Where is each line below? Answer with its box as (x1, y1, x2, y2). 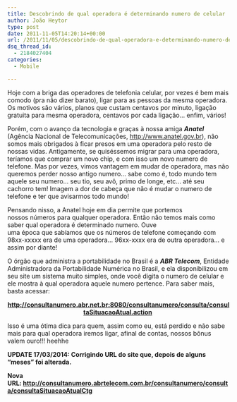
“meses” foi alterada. (7, 358, 72, 366)
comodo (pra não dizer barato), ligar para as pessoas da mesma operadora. (7, 96, 228, 104)
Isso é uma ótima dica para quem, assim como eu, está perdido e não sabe (7, 322, 226, 330)
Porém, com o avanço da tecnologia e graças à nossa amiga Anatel (7, 124, 205, 133)
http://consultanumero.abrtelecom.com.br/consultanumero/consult (23, 379, 229, 387)
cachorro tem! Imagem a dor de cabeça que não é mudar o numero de (7, 184, 212, 193)
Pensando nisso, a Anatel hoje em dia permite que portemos (7, 205, 183, 214)
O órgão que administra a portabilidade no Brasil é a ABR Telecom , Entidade (7, 257, 229, 265)
